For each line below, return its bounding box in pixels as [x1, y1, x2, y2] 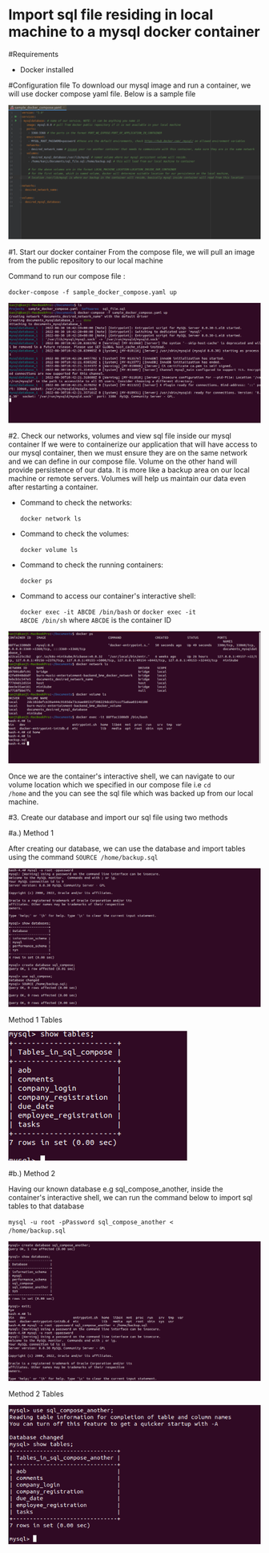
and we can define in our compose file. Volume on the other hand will [8, 456, 238, 467]
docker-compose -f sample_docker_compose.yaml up [8, 288, 178, 296]
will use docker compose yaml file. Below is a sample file [8, 88, 196, 98]
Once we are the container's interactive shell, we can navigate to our [8, 771, 235, 781]
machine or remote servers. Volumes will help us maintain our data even [8, 474, 247, 484]
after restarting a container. [8, 482, 98, 492]
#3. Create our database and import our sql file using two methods [8, 813, 228, 823]
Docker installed [19, 64, 74, 74]
